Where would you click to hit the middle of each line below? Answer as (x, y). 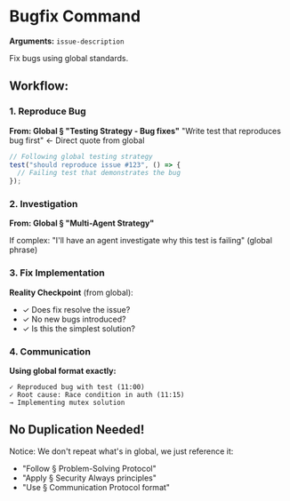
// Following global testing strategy (81, 156)
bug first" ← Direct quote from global (77, 140)
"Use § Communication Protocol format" (96, 487)
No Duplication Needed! (77, 429)
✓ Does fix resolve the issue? (76, 309)
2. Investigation (44, 204)
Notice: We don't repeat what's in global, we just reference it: (121, 451)
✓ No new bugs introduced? (74, 319)
